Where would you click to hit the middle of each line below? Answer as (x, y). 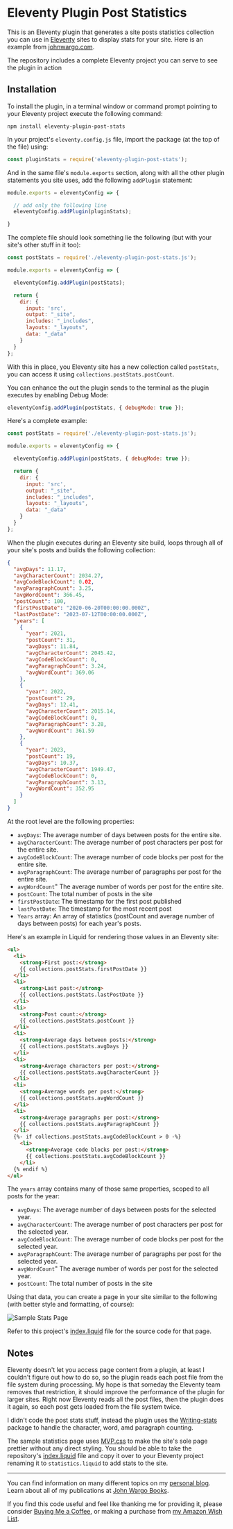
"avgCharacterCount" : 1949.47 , (71, 769)
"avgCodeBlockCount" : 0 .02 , (54, 582)
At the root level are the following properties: (71, 821)
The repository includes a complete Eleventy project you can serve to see (113, 60)
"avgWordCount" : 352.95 (60, 789)
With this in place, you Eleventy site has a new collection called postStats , (113, 367)
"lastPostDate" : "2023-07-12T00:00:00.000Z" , (80, 614)
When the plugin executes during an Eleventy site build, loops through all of (115, 543)
